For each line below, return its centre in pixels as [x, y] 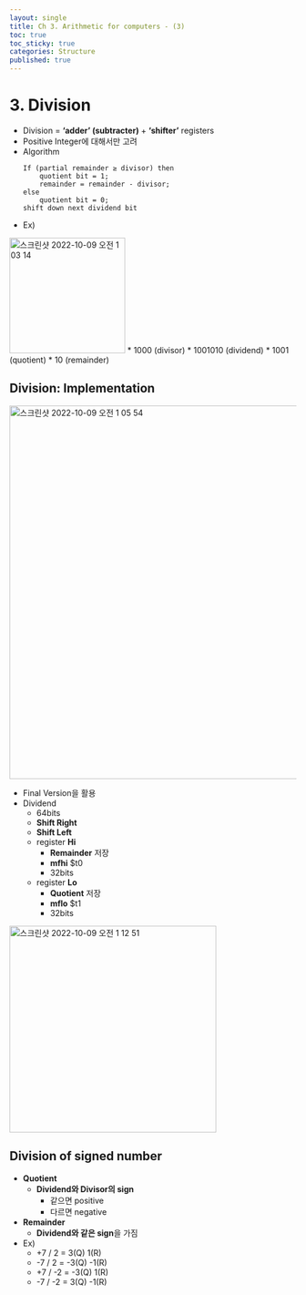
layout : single [38, 18]
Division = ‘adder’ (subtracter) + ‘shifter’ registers [118, 130]
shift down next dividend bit [80, 208]
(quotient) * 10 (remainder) [59, 360]
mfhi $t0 [66, 862]
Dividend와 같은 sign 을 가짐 [87, 1233]
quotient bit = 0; [74, 200]
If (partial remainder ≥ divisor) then [98, 168]
